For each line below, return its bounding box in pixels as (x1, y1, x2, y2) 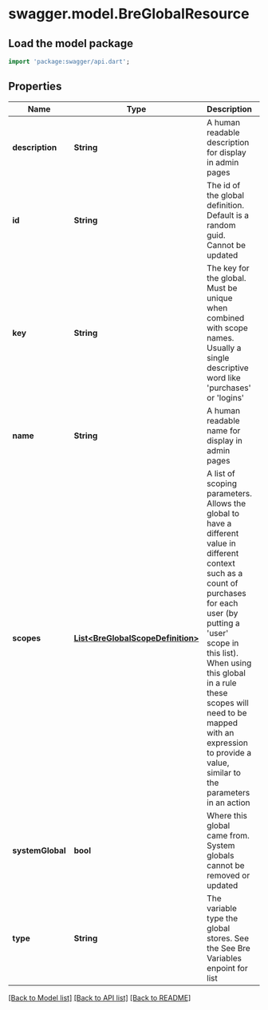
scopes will (207, 697, 249, 708)
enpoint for (207, 962, 249, 973)
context (207, 558, 235, 569)
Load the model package (8, 37, 134, 50)
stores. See (207, 933, 250, 944)
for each (207, 598, 238, 609)
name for (207, 424, 241, 436)
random (207, 219, 236, 231)
